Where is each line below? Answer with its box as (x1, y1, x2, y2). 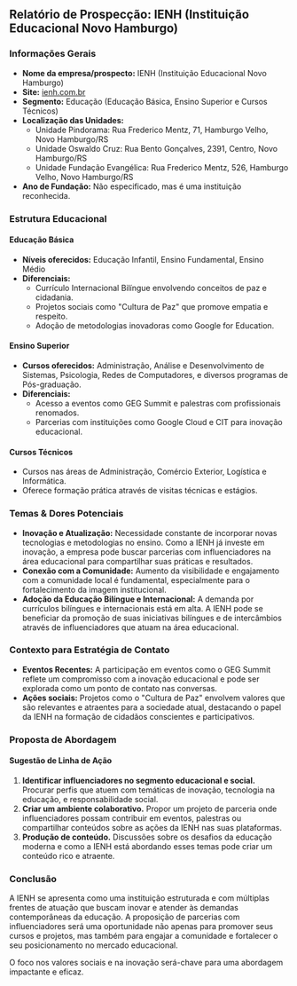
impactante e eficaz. (9, 966, 84, 977)
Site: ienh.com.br (21, 86, 86, 97)
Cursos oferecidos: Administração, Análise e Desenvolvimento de (21, 360, 264, 371)
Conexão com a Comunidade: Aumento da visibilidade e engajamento (21, 565, 280, 576)
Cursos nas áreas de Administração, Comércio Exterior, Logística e (21, 466, 268, 477)
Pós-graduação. (21, 379, 82, 390)
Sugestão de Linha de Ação (9, 755, 113, 766)
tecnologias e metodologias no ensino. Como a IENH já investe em (21, 537, 265, 548)
